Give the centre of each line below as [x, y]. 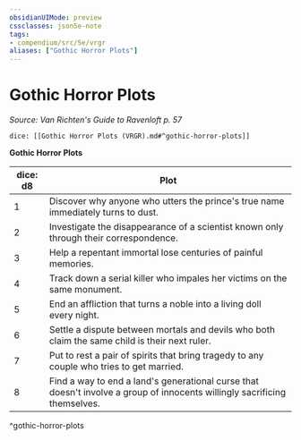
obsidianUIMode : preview [56, 17]
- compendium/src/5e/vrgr [57, 42]
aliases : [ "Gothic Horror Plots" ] [74, 51]
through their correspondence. [114, 238]
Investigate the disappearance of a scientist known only [166, 227]
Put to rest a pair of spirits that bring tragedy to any [156, 356]
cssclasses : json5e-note [56, 26]
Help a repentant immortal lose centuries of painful [156, 253]
